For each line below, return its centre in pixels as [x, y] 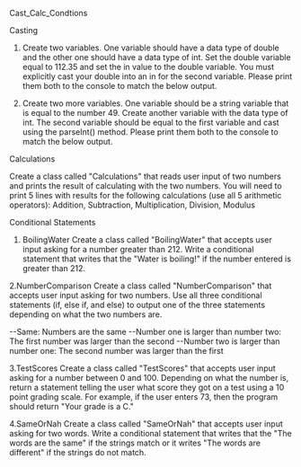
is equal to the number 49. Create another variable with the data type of [155, 113]
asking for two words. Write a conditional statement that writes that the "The [150, 433]
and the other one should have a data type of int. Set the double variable [156, 57]
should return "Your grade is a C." [72, 406]
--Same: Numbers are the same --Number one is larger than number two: [145, 332]
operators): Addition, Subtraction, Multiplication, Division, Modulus [133, 205]
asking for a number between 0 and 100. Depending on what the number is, [149, 378]
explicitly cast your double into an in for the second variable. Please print [157, 76]
